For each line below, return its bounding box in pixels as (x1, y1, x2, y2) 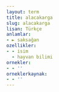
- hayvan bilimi (12, 54, 53, 60)
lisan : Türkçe (6, 25, 43, 32)
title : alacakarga (6, 15, 53, 21)
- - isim (6, 48, 29, 54)
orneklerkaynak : (6, 71, 47, 77)
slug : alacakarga (6, 20, 50, 26)
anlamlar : (6, 31, 32, 38)
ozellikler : (6, 43, 36, 49)
